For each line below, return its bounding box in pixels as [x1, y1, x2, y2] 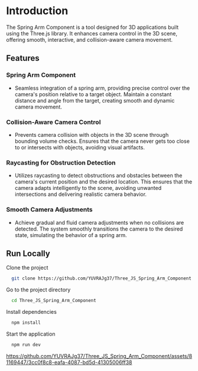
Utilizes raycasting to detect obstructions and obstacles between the [14, 172, 183, 179]
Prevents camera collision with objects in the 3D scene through [14, 131, 169, 138]
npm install [11, 320, 41, 326]
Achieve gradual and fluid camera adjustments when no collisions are [14, 219, 184, 226]
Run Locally [6, 248, 50, 258]
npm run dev [11, 342, 41, 347]
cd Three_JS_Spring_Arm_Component [11, 298, 96, 304]
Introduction [6, 4, 69, 18]
